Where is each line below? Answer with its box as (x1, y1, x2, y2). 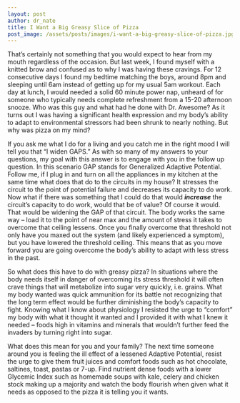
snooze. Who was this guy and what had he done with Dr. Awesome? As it (7, 103, 225, 111)
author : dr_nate (7, 17, 56, 24)
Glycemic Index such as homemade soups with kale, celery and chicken (7, 372, 220, 381)
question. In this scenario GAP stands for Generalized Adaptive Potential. (7, 162, 222, 171)
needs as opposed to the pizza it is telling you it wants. (7, 387, 169, 397)
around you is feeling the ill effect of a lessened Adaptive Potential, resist (7, 349, 222, 358)
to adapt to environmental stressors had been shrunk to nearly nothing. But (7, 119, 229, 127)
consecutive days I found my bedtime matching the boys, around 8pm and (7, 73, 226, 81)
